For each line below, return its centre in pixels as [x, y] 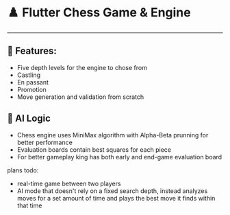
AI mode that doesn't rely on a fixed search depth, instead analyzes [112, 191]
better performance [45, 142]
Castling [29, 75]
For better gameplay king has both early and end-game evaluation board [119, 157]
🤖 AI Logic [29, 118]
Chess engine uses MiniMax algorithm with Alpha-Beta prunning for [113, 135]
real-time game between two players [69, 183]
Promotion [31, 89]
